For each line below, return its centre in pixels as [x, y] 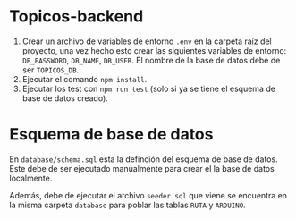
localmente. [31, 178]
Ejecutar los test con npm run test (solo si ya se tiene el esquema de [148, 88]
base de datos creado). [65, 98]
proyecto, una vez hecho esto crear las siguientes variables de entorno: [154, 50]
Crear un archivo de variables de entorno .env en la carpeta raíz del [147, 41]
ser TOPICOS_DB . [51, 70]
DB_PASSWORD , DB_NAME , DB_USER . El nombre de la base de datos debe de [151, 60]
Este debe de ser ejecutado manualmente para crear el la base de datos [142, 168]
